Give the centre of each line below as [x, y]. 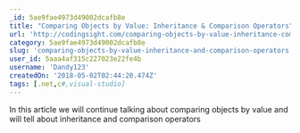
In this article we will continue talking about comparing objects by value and [149, 109]
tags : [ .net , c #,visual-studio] [67, 84]
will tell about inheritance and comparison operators [105, 119]
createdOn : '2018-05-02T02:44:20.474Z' [83, 76]
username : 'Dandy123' [50, 68]
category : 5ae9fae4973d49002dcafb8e [77, 42]
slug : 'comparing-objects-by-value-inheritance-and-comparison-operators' [151, 51]
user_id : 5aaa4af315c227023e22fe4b [75, 59]
